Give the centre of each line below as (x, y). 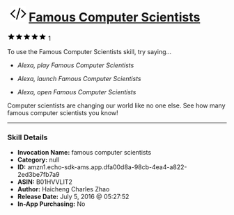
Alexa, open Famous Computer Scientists (77, 92)
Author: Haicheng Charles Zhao (63, 189)
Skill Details (28, 137)
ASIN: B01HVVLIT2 (45, 182)
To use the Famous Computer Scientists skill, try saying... (89, 51)
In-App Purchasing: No (51, 204)
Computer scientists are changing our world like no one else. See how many (116, 105)
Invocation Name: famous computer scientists (84, 153)
